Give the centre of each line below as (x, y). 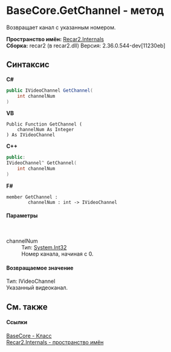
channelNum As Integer (46, 130)
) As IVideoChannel (31, 135)
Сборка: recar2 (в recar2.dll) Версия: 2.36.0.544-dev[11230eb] (86, 46)
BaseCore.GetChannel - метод (85, 11)
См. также (27, 307)
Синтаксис (28, 65)
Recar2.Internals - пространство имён (55, 342)
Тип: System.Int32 (44, 248)
